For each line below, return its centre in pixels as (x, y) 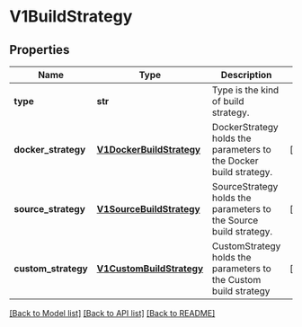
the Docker (235, 161)
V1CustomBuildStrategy (150, 269)
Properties (40, 50)
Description (246, 75)
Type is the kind (245, 90)
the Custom (236, 280)
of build (228, 101)
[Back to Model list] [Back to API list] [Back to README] (112, 313)
